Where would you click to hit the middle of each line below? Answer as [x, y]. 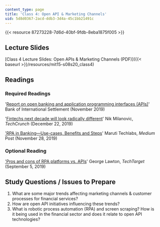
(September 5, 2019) [25, 167]
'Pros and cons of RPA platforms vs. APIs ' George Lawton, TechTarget [75, 162]
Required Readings [28, 94]
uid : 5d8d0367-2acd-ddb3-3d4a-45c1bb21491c [50, 18]
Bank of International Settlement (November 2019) [55, 109]
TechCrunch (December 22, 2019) [39, 124]
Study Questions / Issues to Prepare [60, 182]
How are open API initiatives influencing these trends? [66, 204]
